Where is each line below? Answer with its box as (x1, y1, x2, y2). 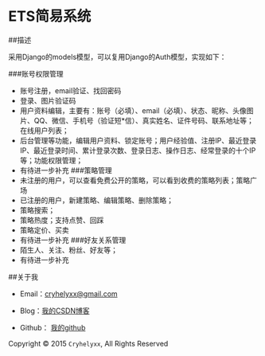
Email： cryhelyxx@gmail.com (19, 288, 118, 299)
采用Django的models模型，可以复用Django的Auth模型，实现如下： (8, 52, 227, 61)
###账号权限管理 (8, 68, 64, 78)
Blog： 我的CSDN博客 (19, 306, 90, 315)
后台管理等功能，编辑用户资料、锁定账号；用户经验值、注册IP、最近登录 (19, 135, 257, 145)
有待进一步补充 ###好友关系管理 (19, 235, 127, 245)
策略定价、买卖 (19, 225, 69, 235)
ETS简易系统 (8, 7, 92, 25)
